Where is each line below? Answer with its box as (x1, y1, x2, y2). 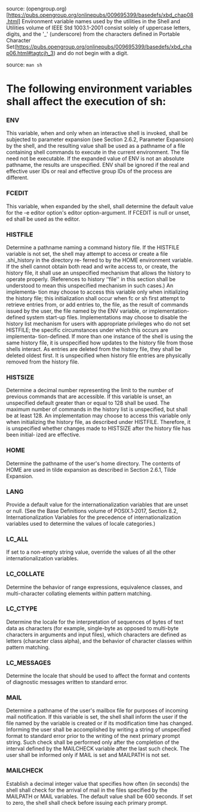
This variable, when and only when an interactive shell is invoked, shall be (6, 130, 188, 137)
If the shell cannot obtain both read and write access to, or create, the (6, 263, 178, 270)
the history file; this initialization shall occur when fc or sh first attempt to (6, 295, 185, 302)
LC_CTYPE (6, 605, 38, 613)
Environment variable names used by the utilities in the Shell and (21, 18, 180, 25)
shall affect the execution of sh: (6, 95, 166, 108)
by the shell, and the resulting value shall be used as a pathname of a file (6, 142, 186, 149)
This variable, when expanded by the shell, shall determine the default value (6, 203, 194, 210)
